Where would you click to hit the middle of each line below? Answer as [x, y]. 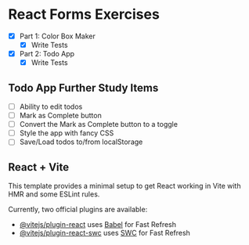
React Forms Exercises [84, 14]
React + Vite [39, 167]
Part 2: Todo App [47, 54]
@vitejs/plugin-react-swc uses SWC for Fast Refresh [105, 233]
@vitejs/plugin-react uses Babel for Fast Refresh [98, 225]
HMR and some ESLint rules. [54, 194]
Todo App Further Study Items [83, 88]
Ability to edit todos [51, 106]
